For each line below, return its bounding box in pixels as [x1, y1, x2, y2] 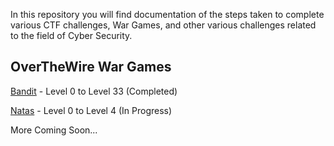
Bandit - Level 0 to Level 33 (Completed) [10, 85, 178, 97]
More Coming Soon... [10, 124, 98, 136]
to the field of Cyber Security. [10, 30, 133, 41]
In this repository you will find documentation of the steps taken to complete [10, 9, 325, 20]
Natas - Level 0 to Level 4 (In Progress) [10, 104, 173, 116]
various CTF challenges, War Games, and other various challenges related [10, 19, 317, 31]
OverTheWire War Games [10, 59, 172, 76]
